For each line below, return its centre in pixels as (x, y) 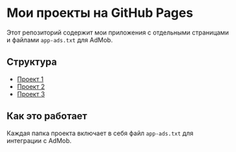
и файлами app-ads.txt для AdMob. (60, 39)
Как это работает (47, 116)
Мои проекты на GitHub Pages (100, 13)
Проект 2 (31, 87)
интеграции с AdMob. (39, 140)
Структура (32, 62)
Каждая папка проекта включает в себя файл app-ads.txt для (100, 133)
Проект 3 (31, 94)
